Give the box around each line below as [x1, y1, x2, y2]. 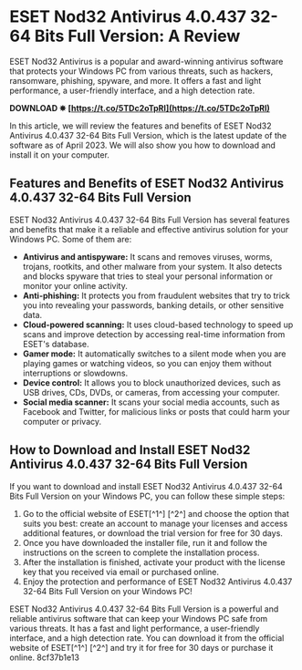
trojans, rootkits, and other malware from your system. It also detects [22, 261, 283, 272]
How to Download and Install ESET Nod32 [9, 442, 251, 458]
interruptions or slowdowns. [22, 367, 129, 378]
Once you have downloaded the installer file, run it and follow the [22, 537, 267, 548]
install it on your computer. [9, 149, 109, 160]
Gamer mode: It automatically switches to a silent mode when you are [22, 348, 286, 359]
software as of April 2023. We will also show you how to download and [9, 139, 276, 150]
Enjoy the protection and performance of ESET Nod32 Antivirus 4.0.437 [22, 576, 293, 587]
